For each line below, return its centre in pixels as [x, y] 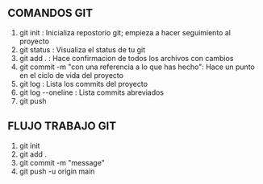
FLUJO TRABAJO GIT [62, 127]
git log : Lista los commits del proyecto [83, 84]
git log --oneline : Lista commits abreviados [92, 92]
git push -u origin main [57, 171]
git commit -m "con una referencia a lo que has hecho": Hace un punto [137, 67]
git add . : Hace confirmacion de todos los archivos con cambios [126, 58]
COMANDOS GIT [50, 13]
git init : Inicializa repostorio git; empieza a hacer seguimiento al [125, 32]
